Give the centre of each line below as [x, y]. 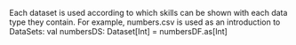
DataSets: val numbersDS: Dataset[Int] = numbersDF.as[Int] [119, 31]
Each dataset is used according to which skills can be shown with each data [148, 13]
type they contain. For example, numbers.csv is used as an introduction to [145, 22]
